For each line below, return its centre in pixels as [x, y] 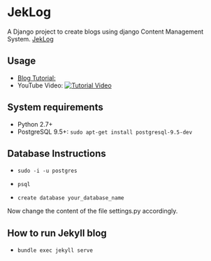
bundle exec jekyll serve [55, 251]
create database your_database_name [71, 198]
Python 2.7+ [35, 124]
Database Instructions [57, 154]
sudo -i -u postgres [47, 171]
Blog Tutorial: [36, 78]
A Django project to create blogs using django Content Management [105, 31]
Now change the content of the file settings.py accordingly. [93, 211]
